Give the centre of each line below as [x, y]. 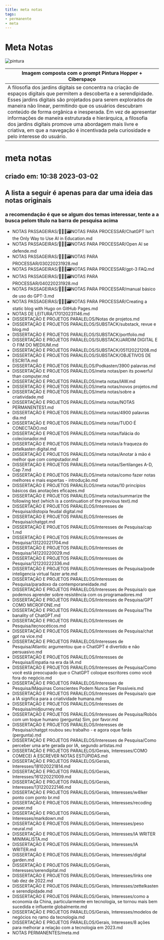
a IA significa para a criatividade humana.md [57, 699]
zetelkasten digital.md [34, 449]
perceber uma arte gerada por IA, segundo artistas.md [67, 746]
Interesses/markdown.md [38, 819]
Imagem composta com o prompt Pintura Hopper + [82, 73]
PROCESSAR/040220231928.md [45, 283]
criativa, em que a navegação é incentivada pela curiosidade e [79, 130]
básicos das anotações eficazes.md [48, 491]
